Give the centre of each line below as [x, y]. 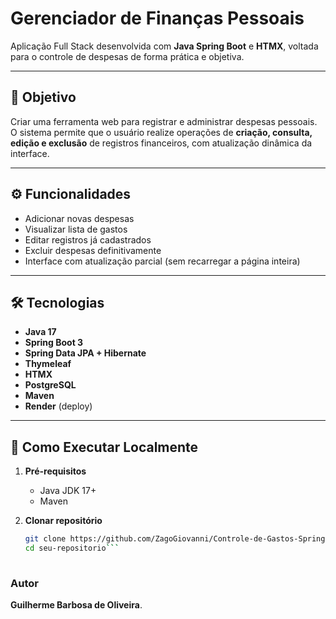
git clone [45, 539]
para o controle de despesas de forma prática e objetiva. [127, 56]
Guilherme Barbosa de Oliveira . [76, 605]
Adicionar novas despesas [79, 218]
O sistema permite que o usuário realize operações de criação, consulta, [161, 132]
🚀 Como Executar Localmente [104, 447]
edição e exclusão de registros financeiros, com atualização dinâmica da [161, 143]
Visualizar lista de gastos [76, 229]
